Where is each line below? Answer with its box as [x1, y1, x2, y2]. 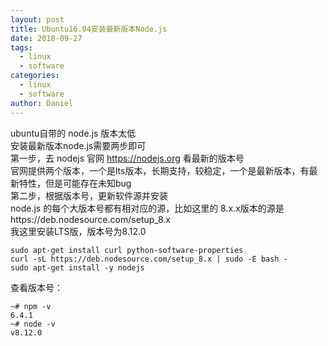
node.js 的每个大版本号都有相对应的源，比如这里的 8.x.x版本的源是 [10, 202, 285, 214]
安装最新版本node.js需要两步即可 [10, 139, 147, 151]
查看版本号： [10, 281, 63, 293]
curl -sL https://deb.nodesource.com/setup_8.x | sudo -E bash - [10, 254, 288, 264]
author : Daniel [10, 98, 74, 108]
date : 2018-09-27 [10, 33, 83, 43]
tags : [10, 42, 33, 53]
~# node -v [10, 319, 56, 329]
